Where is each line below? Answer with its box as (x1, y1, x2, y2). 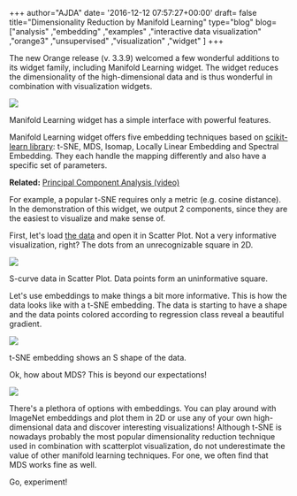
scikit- (264, 132, 288, 142)
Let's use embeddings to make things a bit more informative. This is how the (9, 291, 287, 301)
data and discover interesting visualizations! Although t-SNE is (55, 422, 283, 432)
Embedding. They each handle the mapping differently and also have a (9, 150, 267, 161)
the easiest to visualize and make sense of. (9, 213, 166, 224)
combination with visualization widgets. (9, 81, 153, 91)
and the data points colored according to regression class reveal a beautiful (9, 309, 285, 319)
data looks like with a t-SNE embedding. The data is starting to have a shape (9, 300, 287, 310)
